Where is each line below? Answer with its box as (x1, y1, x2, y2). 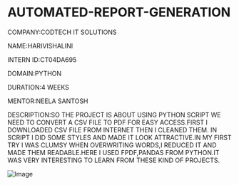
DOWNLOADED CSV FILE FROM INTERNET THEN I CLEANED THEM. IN (7, 125, 218, 134)
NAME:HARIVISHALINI (7, 41, 73, 50)
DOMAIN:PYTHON (7, 69, 62, 78)
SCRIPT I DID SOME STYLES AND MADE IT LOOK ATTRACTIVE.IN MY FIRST (7, 133, 232, 142)
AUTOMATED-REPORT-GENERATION (7, 4, 231, 21)
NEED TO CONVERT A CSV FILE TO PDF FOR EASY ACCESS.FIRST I (7, 118, 208, 127)
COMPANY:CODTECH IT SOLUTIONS (7, 28, 117, 36)
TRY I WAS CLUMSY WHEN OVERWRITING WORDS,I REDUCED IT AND (7, 140, 217, 149)
